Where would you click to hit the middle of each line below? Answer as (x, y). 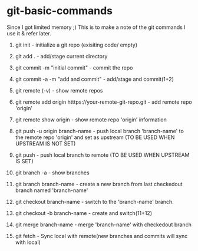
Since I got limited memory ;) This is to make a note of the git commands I (96, 27)
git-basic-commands (60, 11)
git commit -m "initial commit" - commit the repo (74, 67)
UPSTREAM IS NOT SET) (45, 143)
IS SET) (24, 161)
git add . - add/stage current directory (61, 56)
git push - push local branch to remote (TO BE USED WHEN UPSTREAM (102, 155)
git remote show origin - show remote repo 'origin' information (91, 120)
